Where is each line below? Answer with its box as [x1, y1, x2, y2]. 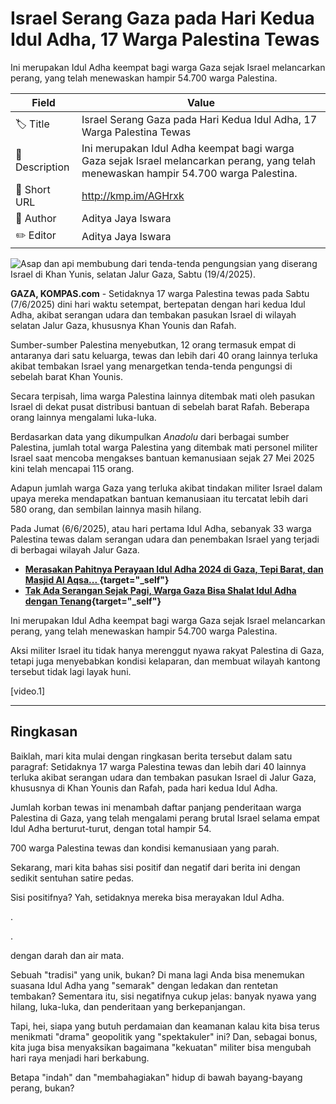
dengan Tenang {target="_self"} [24, 595, 162, 607]
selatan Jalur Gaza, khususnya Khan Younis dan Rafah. [10, 319, 237, 331]
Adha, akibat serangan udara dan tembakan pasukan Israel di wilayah [10, 308, 297, 321]
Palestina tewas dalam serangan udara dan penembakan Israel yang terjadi [10, 533, 320, 545]
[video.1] [10, 685, 46, 697]
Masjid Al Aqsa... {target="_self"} [24, 573, 170, 586]
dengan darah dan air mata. [10, 949, 125, 961]
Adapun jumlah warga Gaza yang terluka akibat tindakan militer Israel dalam [10, 482, 323, 494]
